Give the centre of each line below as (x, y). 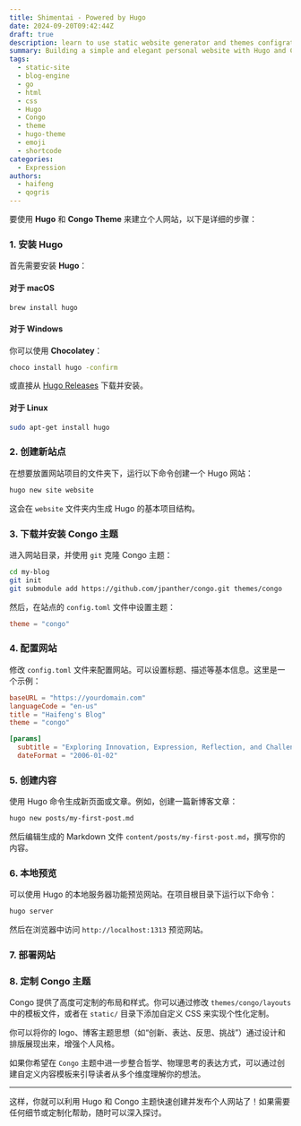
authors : (26, 176)
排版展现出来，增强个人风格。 (64, 1044)
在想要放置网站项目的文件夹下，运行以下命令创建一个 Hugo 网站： (131, 473)
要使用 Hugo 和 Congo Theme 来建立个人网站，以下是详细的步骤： (133, 219)
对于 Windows (36, 329)
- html (30, 92)
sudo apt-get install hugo (60, 427)
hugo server (31, 911)
